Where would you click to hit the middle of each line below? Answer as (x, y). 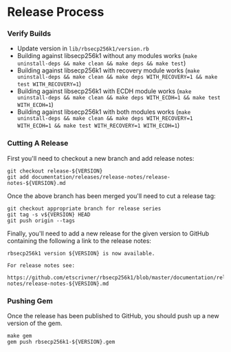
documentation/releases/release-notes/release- (101, 177)
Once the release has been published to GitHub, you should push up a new (113, 316)
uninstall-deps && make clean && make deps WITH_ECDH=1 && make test (119, 98)
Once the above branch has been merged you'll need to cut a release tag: (111, 196)
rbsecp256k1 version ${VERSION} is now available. (81, 253)
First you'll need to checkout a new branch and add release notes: (101, 158)
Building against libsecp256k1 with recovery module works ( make (108, 70)
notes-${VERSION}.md (37, 183)
